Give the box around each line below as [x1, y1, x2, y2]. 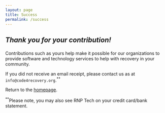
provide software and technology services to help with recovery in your [5, 55, 155, 61]
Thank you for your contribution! [5, 35, 112, 44]
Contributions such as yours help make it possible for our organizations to [5, 50, 160, 56]
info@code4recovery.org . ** [5, 76, 61, 83]
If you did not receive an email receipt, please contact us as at [5, 70, 136, 77]
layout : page [5, 7, 33, 13]
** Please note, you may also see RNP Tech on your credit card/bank [5, 97, 148, 104]
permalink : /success [5, 17, 49, 22]
